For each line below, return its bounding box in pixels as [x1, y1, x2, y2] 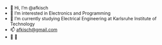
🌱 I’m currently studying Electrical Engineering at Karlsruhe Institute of [10, 16, 157, 21]
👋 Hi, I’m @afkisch [10, 5, 49, 11]
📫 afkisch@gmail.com [10, 27, 58, 32]
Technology [10, 21, 35, 27]
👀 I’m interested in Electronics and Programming [10, 10, 111, 16]
